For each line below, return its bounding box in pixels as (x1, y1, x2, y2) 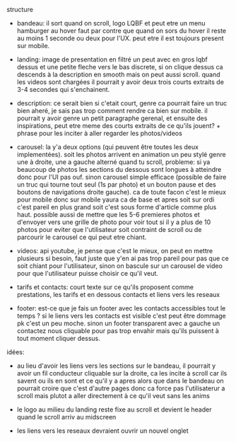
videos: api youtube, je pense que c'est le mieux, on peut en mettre (16, 247, 213, 255)
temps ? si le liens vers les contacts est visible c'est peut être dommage (16, 312, 227, 320)
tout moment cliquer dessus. (16, 335, 100, 342)
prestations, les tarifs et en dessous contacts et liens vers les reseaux (16, 291, 220, 298)
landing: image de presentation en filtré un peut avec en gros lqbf (16, 55, 208, 64)
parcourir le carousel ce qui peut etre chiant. (16, 233, 147, 241)
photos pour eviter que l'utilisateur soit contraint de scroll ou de (16, 226, 202, 233)
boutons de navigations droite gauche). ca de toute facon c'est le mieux (16, 188, 227, 196)
